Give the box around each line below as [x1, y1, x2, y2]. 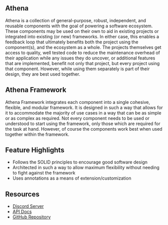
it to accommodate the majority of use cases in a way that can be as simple [5, 109, 162, 116]
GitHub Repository [12, 214, 51, 220]
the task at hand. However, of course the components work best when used [5, 126, 162, 132]
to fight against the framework [12, 170, 75, 176]
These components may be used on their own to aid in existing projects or [5, 28, 159, 34]
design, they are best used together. [5, 71, 80, 77]
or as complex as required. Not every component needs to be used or [5, 115, 150, 121]
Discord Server [12, 203, 44, 209]
